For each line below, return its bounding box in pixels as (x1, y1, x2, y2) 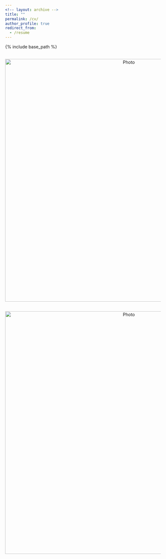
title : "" (5, 12, 26, 17)
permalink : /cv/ (5, 16, 39, 21)
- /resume (9, 30, 30, 35)
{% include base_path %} (5, 44, 57, 49)
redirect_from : (5, 26, 37, 31)
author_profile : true (5, 21, 50, 26)
